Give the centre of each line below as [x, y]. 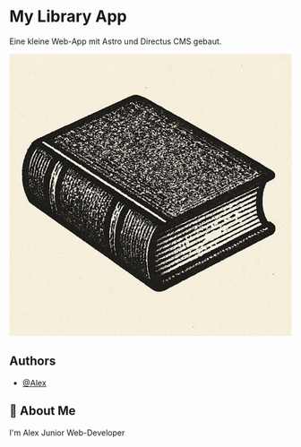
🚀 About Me [43, 411]
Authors [33, 361]
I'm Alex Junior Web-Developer [67, 433]
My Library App [68, 17]
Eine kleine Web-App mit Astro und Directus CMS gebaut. [116, 41]
